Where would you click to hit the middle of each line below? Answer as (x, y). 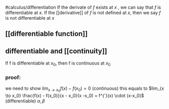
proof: (13, 77)
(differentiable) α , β (25, 101)
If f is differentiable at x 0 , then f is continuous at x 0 (58, 64)
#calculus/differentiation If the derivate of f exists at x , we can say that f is (83, 7)
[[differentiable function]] (47, 34)
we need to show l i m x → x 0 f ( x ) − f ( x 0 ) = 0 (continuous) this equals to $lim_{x (85, 89)
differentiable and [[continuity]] (56, 51)
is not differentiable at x (30, 18)
